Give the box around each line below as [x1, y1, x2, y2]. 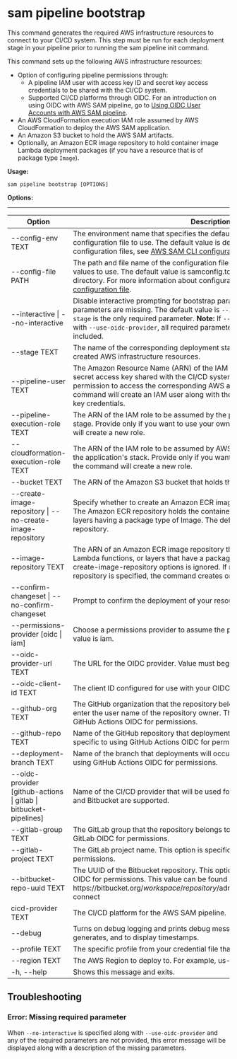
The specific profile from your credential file [73, 944, 219, 954]
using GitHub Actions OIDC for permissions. [73, 757, 218, 767]
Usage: [7, 167, 30, 175]
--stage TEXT [11, 347, 59, 357]
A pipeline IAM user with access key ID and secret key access [28, 78, 209, 86]
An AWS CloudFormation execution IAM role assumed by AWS [17, 115, 199, 125]
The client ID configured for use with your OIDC [73, 683, 231, 693]
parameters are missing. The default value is [73, 304, 220, 314]
